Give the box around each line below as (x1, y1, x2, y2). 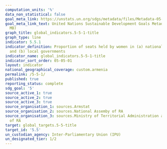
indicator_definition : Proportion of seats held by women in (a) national (5, 44, 164, 49)
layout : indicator (5, 63, 43, 68)
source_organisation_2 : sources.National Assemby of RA (5, 109, 123, 114)
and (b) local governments (9, 49, 66, 54)
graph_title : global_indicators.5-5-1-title (5, 30, 99, 35)
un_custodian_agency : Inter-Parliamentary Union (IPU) (5, 132, 121, 137)
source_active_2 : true (5, 95, 52, 100)
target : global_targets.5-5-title (5, 123, 77, 128)
